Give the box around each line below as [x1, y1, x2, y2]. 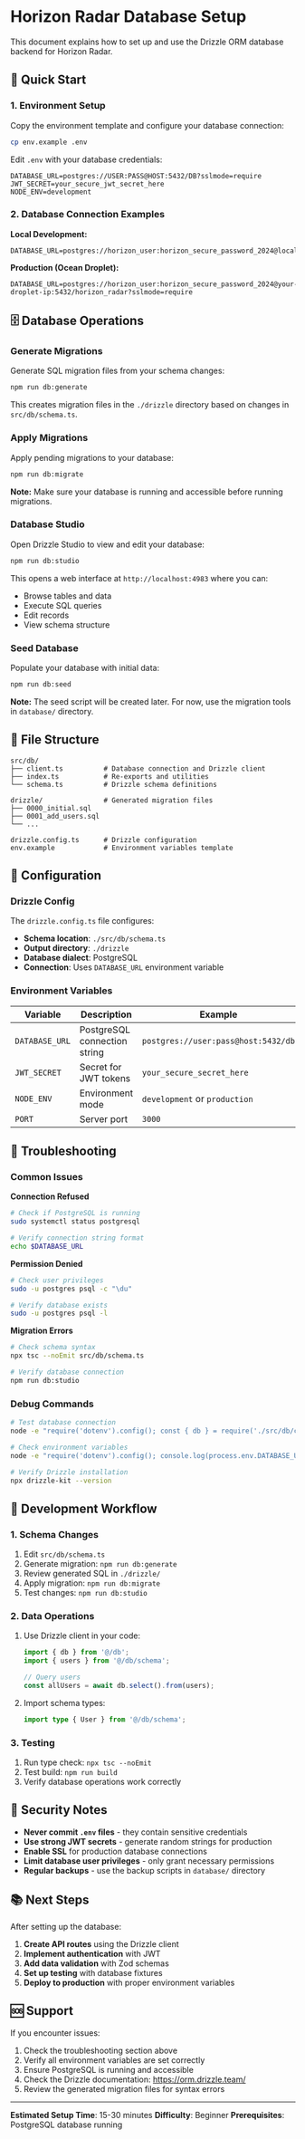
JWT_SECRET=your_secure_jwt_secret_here [10, 179, 166, 188]
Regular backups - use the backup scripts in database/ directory [23, 1865, 266, 1875]
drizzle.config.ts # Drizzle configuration [10, 835, 197, 844]
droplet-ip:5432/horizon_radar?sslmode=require [10, 287, 194, 296]
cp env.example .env [10, 138, 89, 147]
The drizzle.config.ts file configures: [10, 916, 155, 926]
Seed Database [10, 641, 80, 654]
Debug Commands [10, 1397, 94, 1410]
